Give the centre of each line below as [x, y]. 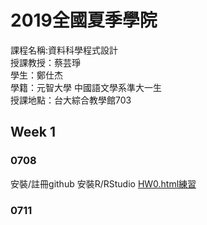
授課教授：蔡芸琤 [45, 62]
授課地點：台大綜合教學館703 [71, 100]
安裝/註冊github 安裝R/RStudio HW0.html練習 [103, 183]
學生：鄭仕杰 [36, 75]
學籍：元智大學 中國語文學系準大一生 [86, 87]
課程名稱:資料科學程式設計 [64, 50]
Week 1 [33, 132]
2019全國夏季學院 [84, 20]
